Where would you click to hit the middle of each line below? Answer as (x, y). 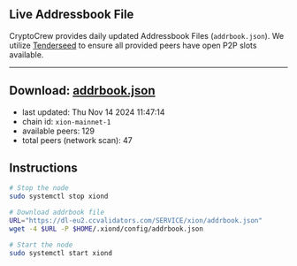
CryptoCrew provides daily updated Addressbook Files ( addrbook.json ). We (147, 35)
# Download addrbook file (57, 213)
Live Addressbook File (72, 15)
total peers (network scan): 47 (77, 140)
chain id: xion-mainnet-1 (66, 121)
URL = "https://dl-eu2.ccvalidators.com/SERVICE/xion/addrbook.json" (136, 221)
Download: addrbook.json (83, 91)
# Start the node (41, 245)
